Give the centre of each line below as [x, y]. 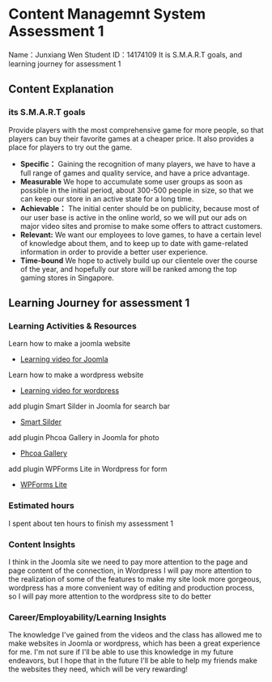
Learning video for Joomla [64, 359]
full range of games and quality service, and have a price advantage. [135, 173]
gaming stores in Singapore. [67, 277]
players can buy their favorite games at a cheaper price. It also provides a [132, 138]
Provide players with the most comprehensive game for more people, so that [136, 129]
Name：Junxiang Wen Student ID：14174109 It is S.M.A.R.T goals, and [125, 54]
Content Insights [42, 544]
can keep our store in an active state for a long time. [107, 198]
